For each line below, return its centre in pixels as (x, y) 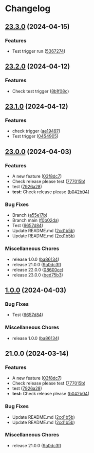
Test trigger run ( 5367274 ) (39, 51)
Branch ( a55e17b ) (30, 215)
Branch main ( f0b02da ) (36, 220)
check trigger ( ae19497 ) (36, 131)
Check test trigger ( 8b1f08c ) (40, 91)
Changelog (28, 9)
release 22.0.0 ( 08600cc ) (38, 270)
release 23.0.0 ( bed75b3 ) (38, 275)
